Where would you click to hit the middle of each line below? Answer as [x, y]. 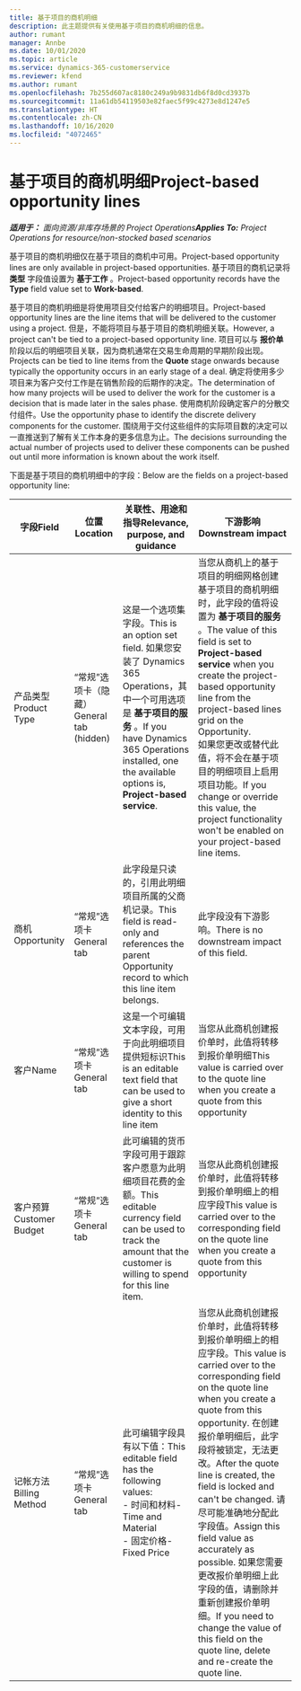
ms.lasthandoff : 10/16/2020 [62, 127]
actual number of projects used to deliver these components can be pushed [149, 447]
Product [30, 708]
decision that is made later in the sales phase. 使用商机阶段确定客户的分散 [146, 403]
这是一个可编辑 [154, 1016]
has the [138, 1469]
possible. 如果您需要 [241, 1562]
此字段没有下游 [229, 916]
